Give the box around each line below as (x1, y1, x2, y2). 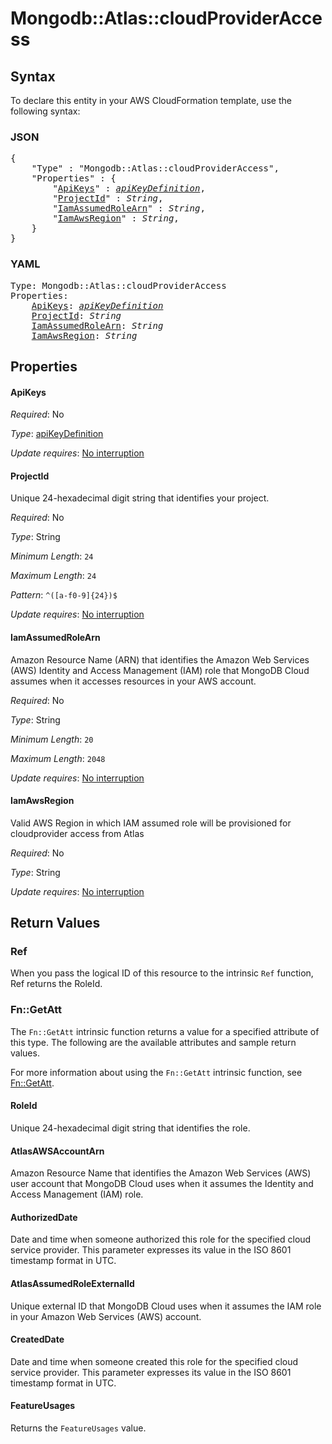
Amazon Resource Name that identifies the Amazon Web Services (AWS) (10, 1167, 312, 1179)
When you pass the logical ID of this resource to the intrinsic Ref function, (10, 967, 314, 979)
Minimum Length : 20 (10, 733, 94, 745)
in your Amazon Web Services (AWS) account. (10, 1310, 202, 1322)
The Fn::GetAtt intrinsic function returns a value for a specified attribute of (10, 1025, 320, 1037)
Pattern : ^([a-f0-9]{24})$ (10, 589, 118, 601)
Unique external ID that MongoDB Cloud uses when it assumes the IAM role (10, 1300, 322, 1312)
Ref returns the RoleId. (10, 978, 103, 990)
